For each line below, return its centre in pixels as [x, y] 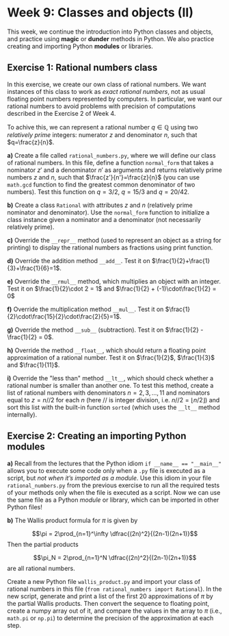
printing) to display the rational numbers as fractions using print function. [110, 247]
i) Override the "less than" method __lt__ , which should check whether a [110, 378]
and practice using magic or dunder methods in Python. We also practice [111, 38]
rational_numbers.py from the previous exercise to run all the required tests [113, 485]
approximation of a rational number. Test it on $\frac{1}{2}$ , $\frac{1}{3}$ [111, 357]
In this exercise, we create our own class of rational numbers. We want [107, 84]
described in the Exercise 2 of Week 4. [62, 113]
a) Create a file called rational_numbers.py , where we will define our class [112, 155]
